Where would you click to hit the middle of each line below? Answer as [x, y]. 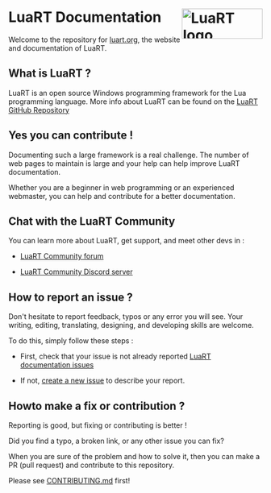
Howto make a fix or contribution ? [97, 406]
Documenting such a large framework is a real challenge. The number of [129, 155]
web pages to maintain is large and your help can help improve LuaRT [124, 163]
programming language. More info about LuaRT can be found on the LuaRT [133, 101]
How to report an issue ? [71, 297]
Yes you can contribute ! [71, 136]
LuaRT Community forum [62, 256]
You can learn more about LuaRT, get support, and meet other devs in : [126, 241]
